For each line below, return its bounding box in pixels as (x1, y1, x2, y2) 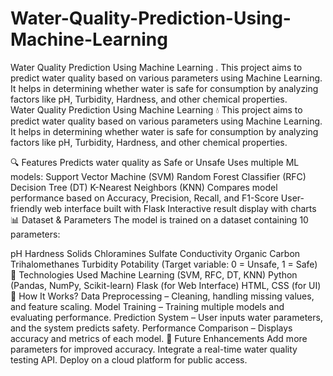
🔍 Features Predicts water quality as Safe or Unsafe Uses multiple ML (10, 156, 300, 168)
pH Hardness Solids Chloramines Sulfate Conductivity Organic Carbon (10, 247, 301, 259)
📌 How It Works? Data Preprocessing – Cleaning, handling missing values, (10, 290, 315, 302)
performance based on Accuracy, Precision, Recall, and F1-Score (10, 192, 279, 204)
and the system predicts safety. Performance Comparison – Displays (10, 322, 293, 334)
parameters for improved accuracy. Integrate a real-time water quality (10, 343, 298, 355)
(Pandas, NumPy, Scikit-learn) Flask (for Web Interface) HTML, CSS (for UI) (10, 279, 322, 291)
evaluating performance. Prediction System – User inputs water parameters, (10, 311, 323, 323)
